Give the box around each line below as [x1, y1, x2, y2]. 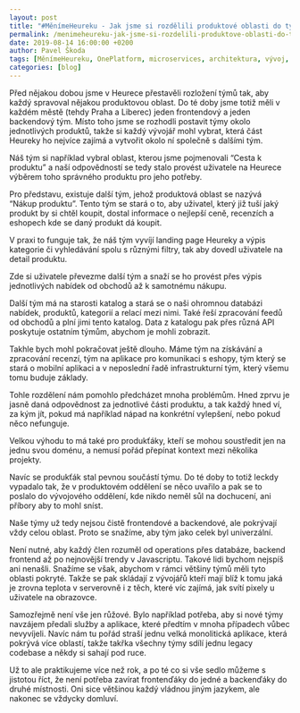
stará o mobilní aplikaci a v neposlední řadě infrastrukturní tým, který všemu [9, 362, 289, 373]
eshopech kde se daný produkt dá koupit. [9, 216, 162, 228]
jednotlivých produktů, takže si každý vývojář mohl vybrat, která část [9, 125, 263, 136]
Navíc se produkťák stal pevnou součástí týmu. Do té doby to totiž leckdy [9, 471, 279, 482]
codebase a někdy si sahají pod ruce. [9, 647, 147, 658]
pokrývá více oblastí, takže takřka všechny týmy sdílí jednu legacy [9, 637, 253, 649]
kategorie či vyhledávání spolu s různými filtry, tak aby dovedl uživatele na [9, 243, 283, 255]
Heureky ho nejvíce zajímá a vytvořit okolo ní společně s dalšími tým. [9, 135, 263, 146]
